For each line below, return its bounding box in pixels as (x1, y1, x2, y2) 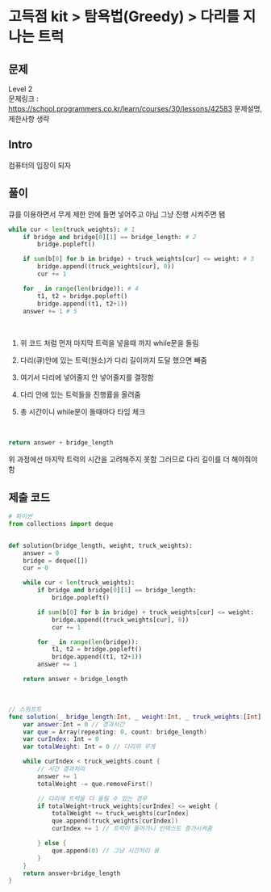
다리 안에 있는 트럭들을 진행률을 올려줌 (19, 389, 141, 400)
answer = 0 (23, 549, 60, 557)
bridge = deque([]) (23, 557, 89, 565)
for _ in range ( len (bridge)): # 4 (23, 284, 139, 292)
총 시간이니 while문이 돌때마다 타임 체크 (19, 407, 146, 417)
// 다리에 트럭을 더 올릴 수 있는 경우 (37, 794, 148, 802)
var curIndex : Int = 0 (23, 735, 99, 743)
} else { (37, 839, 67, 848)
